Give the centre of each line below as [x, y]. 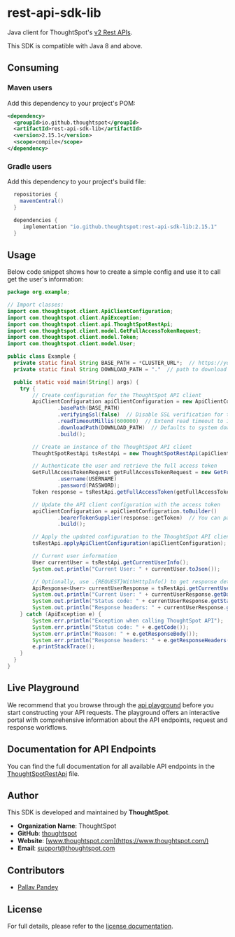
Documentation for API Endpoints [82, 750]
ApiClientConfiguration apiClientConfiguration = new [112, 402]
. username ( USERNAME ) [87, 479]
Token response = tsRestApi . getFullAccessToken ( [105, 492]
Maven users [30, 88]
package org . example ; [39, 292]
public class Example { [42, 356]
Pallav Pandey [38, 887]
